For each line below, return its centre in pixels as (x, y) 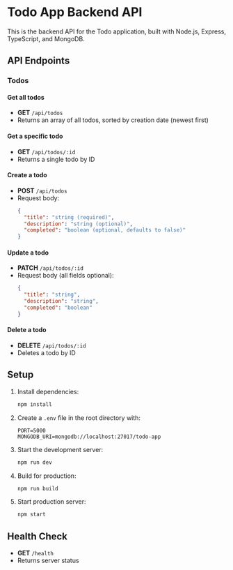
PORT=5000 (32, 430)
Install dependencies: (48, 391)
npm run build (38, 488)
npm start (32, 515)
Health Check (38, 536)
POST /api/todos (42, 190)
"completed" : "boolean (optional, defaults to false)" (105, 230)
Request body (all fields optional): (65, 276)
